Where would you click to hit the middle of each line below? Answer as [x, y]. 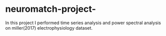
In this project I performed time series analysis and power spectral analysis [83, 23]
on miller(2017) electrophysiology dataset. [49, 28]
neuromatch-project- [51, 9]
